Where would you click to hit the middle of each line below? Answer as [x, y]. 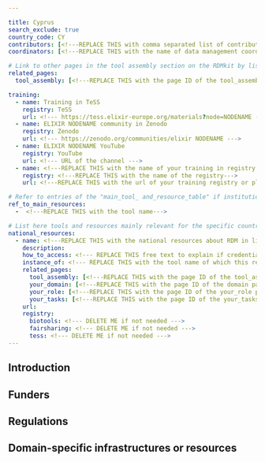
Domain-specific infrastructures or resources [123, 448]
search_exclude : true [44, 30]
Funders [29, 395]
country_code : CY [37, 37]
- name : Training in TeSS [58, 102]
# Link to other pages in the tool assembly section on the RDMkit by [127, 66]
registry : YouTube [52, 153]
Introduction [39, 368]
